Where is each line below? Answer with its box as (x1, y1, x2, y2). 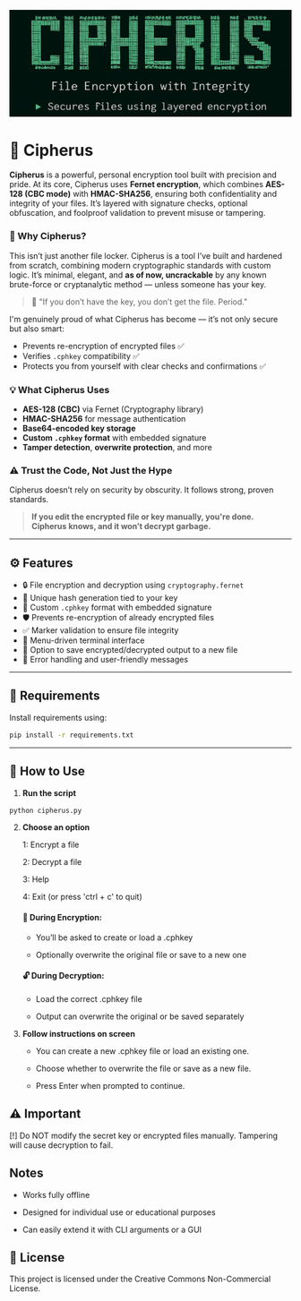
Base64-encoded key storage (21, 423, 136, 433)
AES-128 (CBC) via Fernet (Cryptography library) (21, 404, 204, 415)
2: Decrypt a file (21, 857, 82, 868)
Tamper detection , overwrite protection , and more (21, 441, 212, 452)
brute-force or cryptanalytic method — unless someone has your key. (9, 278, 267, 289)
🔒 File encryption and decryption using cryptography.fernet (21, 579, 245, 591)
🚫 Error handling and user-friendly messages (21, 655, 189, 665)
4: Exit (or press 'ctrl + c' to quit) (21, 892, 143, 903)
